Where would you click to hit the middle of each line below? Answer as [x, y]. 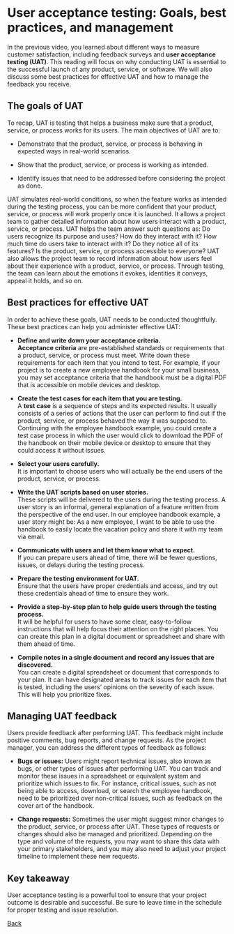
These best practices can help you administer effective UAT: [94, 326]
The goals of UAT [45, 106]
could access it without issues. [61, 450]
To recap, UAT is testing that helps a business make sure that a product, [110, 123]
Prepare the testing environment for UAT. [78, 578]
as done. [30, 186]
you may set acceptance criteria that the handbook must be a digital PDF [122, 377]
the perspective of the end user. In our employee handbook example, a [119, 514]
